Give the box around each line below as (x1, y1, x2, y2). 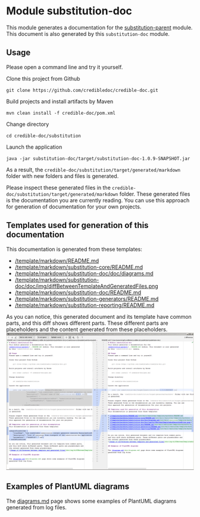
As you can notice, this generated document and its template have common (6, 313, 192, 320)
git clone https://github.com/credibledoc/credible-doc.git (6, 87, 159, 93)
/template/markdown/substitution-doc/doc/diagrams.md (14, 270, 154, 277)
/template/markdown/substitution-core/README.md (14, 263, 143, 270)
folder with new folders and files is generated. (6, 172, 119, 180)
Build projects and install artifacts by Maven (6, 97, 114, 105)
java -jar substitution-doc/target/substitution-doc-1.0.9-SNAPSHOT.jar (6, 155, 190, 162)
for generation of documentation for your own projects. (6, 203, 142, 210)
